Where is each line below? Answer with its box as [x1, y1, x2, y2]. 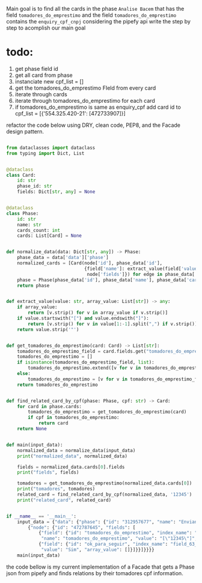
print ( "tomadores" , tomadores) [17, 486, 96, 492]
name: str [17, 222, 42, 228]
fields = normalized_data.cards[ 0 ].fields [17, 464, 125, 470]
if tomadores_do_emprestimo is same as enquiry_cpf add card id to [14, 103, 182, 111]
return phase [17, 282, 50, 288]
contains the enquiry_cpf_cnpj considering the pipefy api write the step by [6, 18, 191, 25]
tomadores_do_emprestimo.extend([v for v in [28, 365, 141, 371]
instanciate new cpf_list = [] [14, 78, 84, 85]
